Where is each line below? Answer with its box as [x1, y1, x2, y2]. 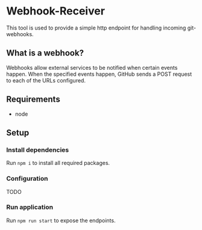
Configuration [6, 175, 48, 183]
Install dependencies [6, 146, 69, 154]
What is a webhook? [6, 48, 84, 58]
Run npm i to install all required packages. [6, 160, 110, 167]
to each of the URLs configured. [6, 76, 86, 84]
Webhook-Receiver [6, 4, 106, 18]
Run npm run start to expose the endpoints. [6, 217, 116, 224]
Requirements [6, 95, 60, 105]
